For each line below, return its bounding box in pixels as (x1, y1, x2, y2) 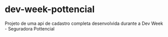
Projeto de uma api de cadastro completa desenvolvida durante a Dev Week (5, 20, 163, 26)
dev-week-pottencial (5, 4, 95, 15)
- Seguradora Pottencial (5, 25, 55, 31)
